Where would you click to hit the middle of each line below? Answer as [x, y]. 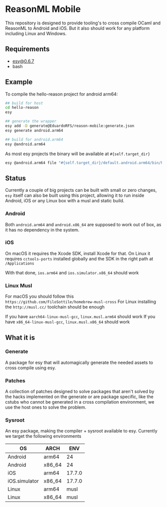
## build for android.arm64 [34, 139]
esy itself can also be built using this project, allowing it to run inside [75, 195]
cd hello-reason [22, 108]
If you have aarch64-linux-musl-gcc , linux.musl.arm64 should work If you [80, 317]
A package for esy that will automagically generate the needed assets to [79, 362]
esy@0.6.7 [23, 61]
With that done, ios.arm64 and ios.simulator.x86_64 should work [72, 272]
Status [16, 178]
